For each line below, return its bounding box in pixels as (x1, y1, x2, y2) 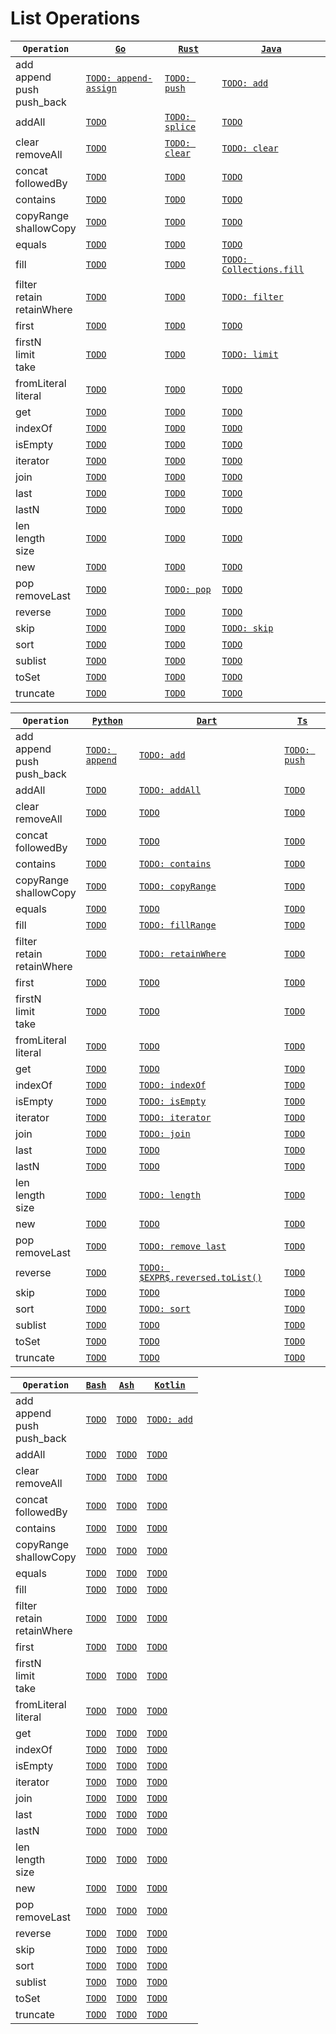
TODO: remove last (138, 1240, 227, 1252)
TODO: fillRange (138, 919, 217, 931)
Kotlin (154, 1379, 186, 1391)
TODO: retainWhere (138, 948, 227, 959)
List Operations (10, 7, 141, 30)
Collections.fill (221, 263, 305, 275)
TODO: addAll (138, 784, 202, 796)
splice (164, 121, 197, 132)
